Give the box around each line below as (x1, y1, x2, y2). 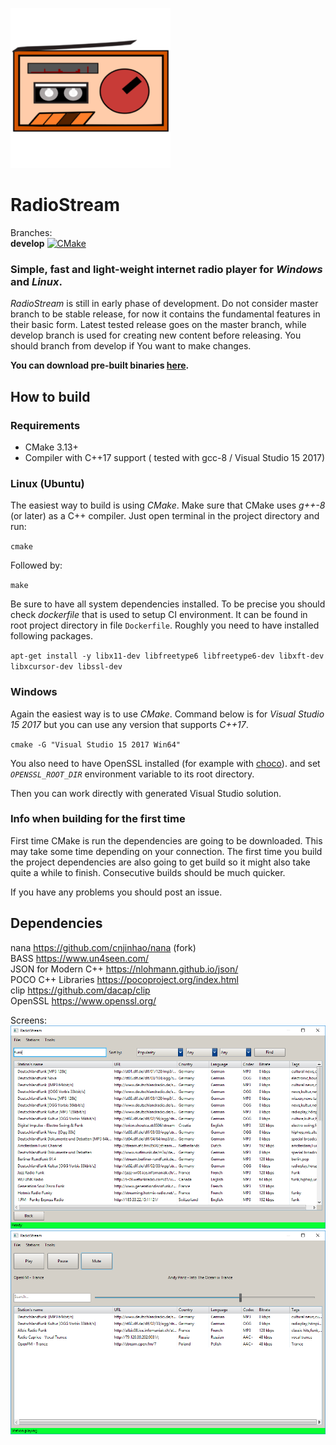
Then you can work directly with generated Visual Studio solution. (10, 787, 282, 799)
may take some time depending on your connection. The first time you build (10, 845, 323, 857)
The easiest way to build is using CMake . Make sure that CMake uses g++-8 (10, 499, 326, 512)
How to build (10, 388, 91, 405)
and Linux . (10, 274, 63, 288)
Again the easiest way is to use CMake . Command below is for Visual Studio (10, 708, 325, 720)
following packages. (10, 630, 94, 642)
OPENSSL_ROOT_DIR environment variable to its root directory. (10, 768, 255, 780)
